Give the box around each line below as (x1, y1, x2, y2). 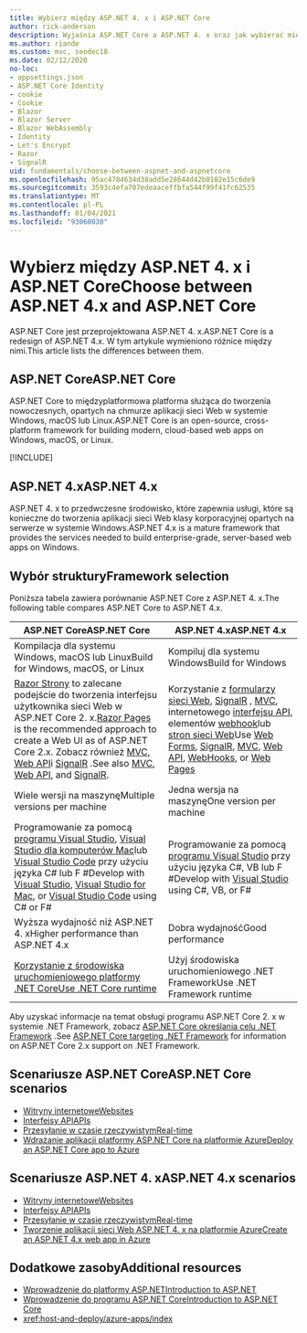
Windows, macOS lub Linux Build (14, 651, 153, 663)
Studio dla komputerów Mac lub (14, 844, 148, 856)
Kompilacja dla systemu (14, 640, 116, 651)
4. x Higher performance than (14, 927, 139, 939)
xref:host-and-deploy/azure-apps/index (22, 1313, 174, 1325)
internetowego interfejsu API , (167, 705, 293, 718)
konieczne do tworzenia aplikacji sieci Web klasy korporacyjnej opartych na (9, 513, 295, 524)
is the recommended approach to (14, 723, 157, 735)
